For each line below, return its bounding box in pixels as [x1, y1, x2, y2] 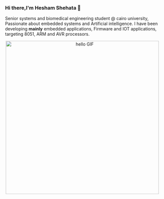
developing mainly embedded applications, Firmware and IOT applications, [5, 26, 157, 32]
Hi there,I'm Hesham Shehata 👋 [5, 4, 81, 11]
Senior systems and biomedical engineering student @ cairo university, [5, 16, 149, 22]
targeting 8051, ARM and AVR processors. [5, 31, 90, 37]
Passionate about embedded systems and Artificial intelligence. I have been [5, 21, 158, 26]
